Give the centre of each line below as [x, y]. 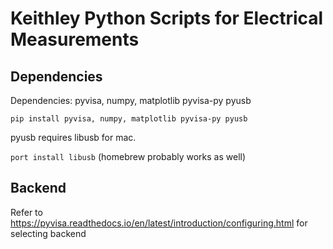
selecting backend [48, 233]
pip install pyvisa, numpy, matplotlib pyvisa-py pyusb [129, 119]
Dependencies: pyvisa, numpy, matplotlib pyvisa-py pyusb [131, 100]
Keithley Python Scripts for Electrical [167, 18]
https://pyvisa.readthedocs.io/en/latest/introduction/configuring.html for [159, 223]
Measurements [75, 39]
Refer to [26, 212]
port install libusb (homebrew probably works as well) [128, 156]
